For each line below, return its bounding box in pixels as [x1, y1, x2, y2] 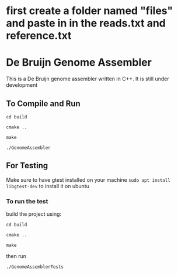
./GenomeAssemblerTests [6, 264, 64, 270]
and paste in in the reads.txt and [6, 16, 166, 30]
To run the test [6, 197, 48, 205]
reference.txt [6, 29, 72, 42]
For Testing [6, 161, 48, 171]
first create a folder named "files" [6, 4, 173, 18]
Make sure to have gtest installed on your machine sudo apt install [6, 176, 171, 183]
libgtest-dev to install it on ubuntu [6, 182, 89, 189]
